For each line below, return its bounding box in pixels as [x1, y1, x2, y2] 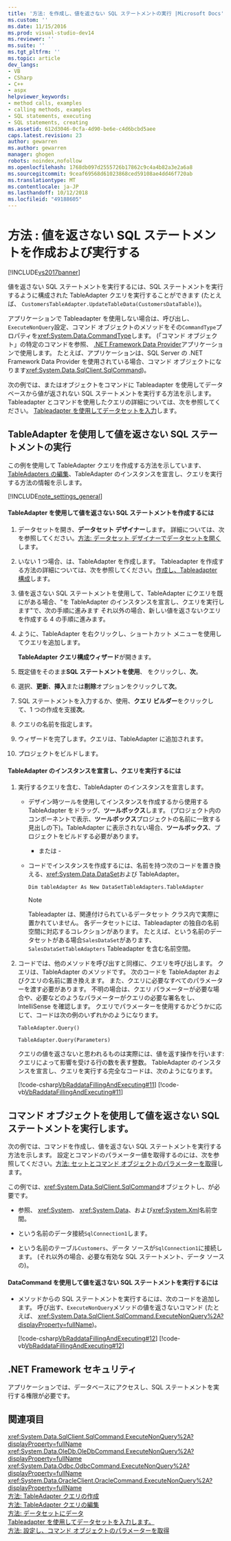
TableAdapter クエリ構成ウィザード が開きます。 [17, 653, 155, 661]
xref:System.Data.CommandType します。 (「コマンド [37, 331, 186, 340]
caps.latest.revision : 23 [8, 132, 82, 139]
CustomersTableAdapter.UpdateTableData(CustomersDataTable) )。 [21, 299, 206, 307]
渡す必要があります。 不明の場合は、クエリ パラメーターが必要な [30, 985, 214, 993]
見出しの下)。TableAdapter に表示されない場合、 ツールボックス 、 [27, 824, 215, 832]
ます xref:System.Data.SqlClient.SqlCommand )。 [13, 366, 151, 374]
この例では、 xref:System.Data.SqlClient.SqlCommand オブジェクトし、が [8, 1183, 214, 1191]
